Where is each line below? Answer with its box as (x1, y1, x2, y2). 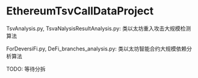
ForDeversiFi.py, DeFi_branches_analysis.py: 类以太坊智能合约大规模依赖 (6, 45, 187, 52)
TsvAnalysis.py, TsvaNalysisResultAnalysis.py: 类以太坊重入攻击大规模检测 (6, 25, 191, 32)
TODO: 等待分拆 (6, 65, 46, 73)
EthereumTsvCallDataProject (6, 4, 154, 18)
